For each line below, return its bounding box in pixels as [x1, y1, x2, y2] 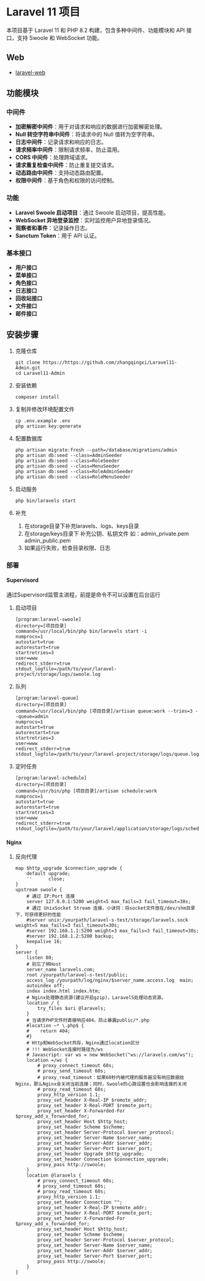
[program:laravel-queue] [15, 695, 79, 701]
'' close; [26, 876, 65, 882]
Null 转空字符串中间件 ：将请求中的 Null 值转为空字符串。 [15, 131, 158, 138]
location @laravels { [26, 1172, 81, 1179]
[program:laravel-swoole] [15, 616, 81, 622]
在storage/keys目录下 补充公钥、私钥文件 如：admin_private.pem [24, 530, 190, 537]
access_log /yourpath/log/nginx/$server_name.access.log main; [26, 977, 194, 984]
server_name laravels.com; [26, 966, 95, 973]
